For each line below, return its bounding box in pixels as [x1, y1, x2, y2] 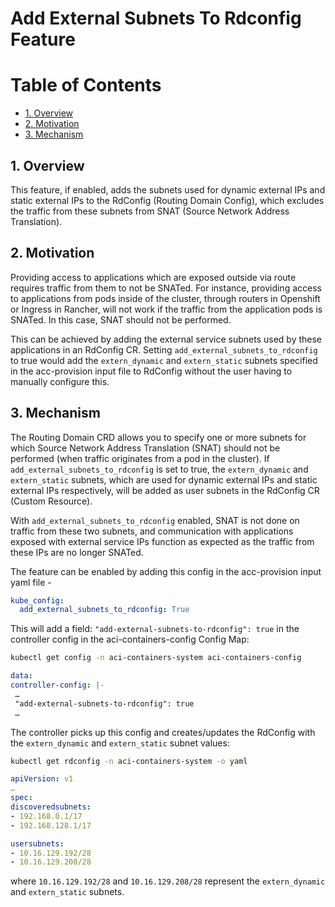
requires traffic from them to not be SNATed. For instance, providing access [10, 282, 322, 294]
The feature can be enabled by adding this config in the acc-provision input [10, 565, 322, 577]
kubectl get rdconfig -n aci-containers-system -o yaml [10, 756, 248, 766]
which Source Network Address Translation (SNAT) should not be [10, 442, 281, 454]
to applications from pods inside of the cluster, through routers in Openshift [10, 292, 321, 304]
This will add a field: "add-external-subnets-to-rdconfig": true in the [10, 623, 300, 635]
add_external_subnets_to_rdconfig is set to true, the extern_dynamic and [10, 463, 309, 475]
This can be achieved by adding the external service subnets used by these [10, 333, 323, 345]
